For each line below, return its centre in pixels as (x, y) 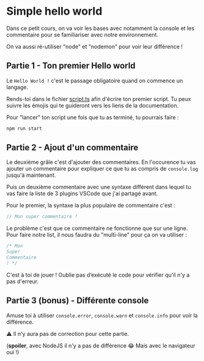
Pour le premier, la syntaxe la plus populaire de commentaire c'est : (91, 206)
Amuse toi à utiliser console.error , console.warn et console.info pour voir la (102, 315)
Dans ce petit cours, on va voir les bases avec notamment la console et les (100, 28)
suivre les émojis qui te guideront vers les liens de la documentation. (93, 105)
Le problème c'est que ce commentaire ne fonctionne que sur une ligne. (97, 228)
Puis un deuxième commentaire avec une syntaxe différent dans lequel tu (99, 187)
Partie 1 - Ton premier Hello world (71, 66)
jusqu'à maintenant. (31, 175)
